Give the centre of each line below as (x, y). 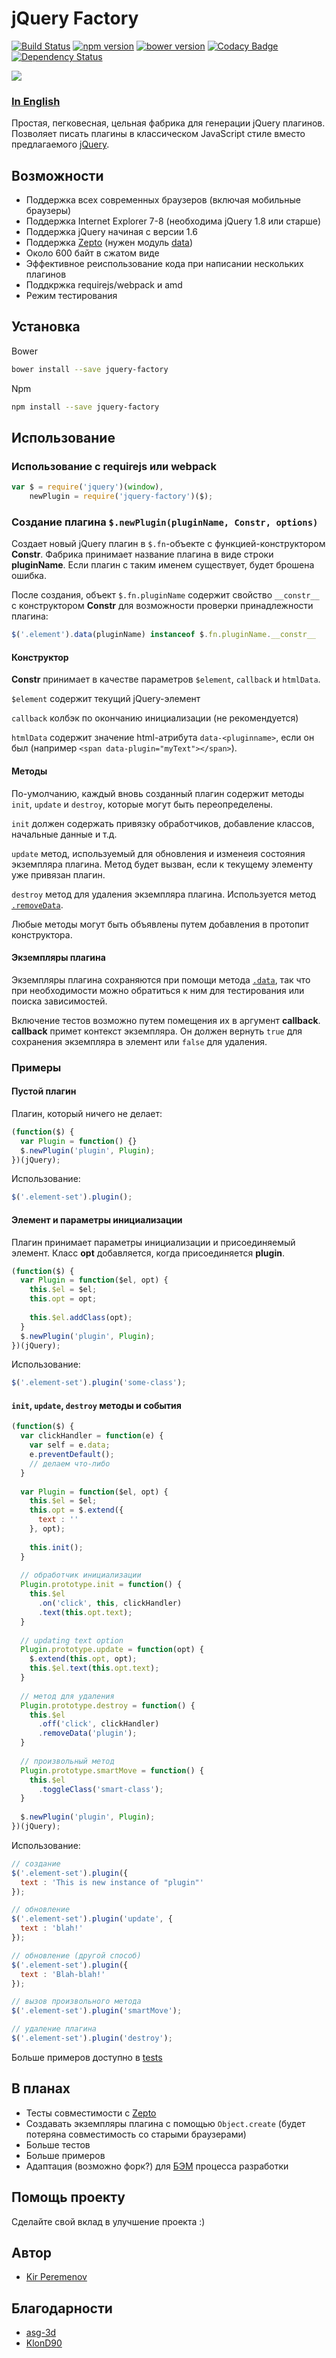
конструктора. (42, 934)
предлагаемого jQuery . (60, 144)
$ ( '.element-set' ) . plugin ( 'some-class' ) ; (99, 1383)
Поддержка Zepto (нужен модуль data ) (109, 243)
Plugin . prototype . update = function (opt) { (112, 1650)
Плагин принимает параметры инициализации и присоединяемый (153, 1242)
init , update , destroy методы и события (96, 1405)
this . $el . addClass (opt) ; (81, 1317)
